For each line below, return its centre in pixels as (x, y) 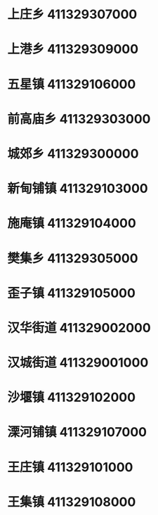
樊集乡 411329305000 (73, 258)
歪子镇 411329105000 (71, 293)
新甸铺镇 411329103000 (78, 189)
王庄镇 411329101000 (70, 467)
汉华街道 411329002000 (79, 328)
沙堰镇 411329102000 (71, 398)
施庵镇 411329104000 (72, 223)
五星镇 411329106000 (72, 84)
